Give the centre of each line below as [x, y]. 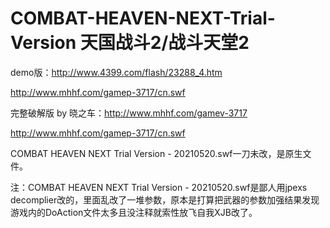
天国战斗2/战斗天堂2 [164, 43]
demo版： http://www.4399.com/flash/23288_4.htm [116, 72]
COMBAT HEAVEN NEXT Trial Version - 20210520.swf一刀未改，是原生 [156, 153]
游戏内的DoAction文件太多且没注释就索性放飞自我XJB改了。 [134, 212]
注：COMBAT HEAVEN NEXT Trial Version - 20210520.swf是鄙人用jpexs [159, 187]
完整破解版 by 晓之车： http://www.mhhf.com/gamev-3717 [129, 113]
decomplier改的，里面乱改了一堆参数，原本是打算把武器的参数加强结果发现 [165, 199]
